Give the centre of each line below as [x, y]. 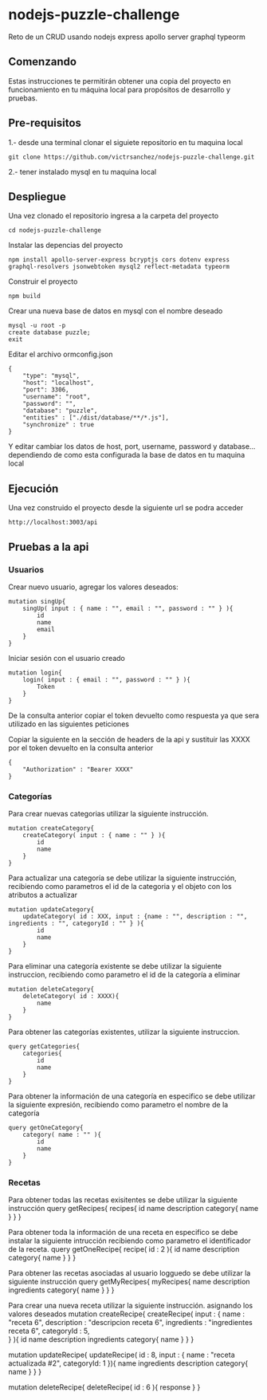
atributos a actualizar [43, 895]
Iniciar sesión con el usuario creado [67, 658]
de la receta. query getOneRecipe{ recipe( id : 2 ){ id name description [124, 1249]
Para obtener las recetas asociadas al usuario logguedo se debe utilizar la [130, 1273]
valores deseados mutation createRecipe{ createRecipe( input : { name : [127, 1314]
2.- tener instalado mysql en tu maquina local [82, 171]
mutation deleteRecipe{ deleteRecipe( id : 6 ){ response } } [104, 1387]
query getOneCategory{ [46, 1128]
